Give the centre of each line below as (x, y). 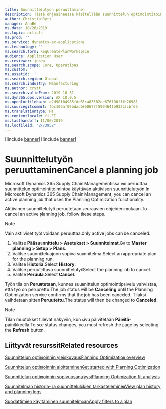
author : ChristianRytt (28, 19)
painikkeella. (18, 325)
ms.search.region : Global (32, 79)
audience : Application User (34, 56)
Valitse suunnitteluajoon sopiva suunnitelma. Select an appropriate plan (84, 254)
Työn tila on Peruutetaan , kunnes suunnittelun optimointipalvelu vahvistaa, (81, 284)
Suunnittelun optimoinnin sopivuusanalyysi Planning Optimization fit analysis (82, 377)
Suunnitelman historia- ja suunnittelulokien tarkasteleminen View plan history (83, 386)
